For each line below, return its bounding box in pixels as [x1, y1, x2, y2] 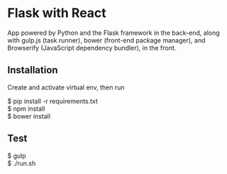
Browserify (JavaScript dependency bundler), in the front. [7, 43, 177, 52]
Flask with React [7, 5, 106, 21]
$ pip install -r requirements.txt [7, 97, 98, 105]
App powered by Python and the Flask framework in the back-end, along [7, 28, 220, 37]
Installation [7, 64, 58, 76]
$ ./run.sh [7, 158, 36, 168]
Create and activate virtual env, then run [7, 83, 125, 92]
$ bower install [7, 112, 51, 120]
